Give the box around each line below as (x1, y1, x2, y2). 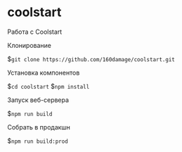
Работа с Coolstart (7, 27, 63, 36)
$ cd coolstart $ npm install (7, 82, 90, 90)
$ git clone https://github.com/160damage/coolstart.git (7, 54, 176, 63)
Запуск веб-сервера (7, 96, 69, 104)
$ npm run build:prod (7, 137, 68, 145)
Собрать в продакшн (7, 122, 70, 131)
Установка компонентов (7, 68, 80, 77)
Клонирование (7, 41, 51, 49)
